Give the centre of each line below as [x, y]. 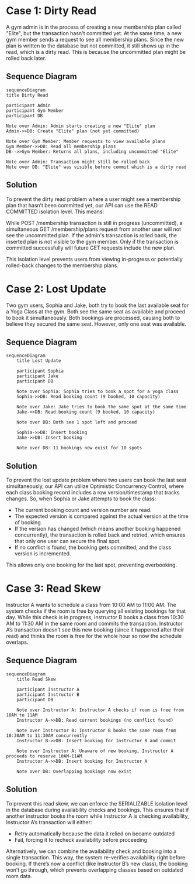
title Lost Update [39, 361]
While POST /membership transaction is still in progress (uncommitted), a [94, 223]
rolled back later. [26, 58]
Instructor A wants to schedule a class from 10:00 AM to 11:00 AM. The [91, 605]
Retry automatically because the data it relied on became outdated [95, 834]
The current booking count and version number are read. [83, 510]
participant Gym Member [35, 110]
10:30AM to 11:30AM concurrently [47, 735]
